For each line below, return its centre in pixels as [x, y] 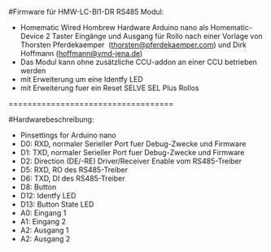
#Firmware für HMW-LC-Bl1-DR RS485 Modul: [86, 12]
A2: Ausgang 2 [45, 239]
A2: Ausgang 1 [44, 230]
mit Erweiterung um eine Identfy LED [82, 79]
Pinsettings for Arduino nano [68, 135]
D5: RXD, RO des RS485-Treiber [74, 169]
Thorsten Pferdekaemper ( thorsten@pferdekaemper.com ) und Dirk [133, 45]
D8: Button [38, 187]
